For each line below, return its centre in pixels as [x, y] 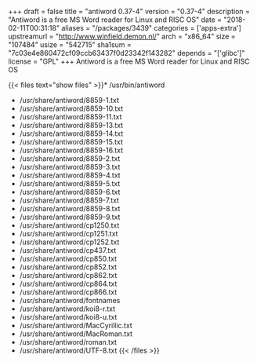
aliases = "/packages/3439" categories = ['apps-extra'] [151, 28]
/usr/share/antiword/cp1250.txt [69, 225]
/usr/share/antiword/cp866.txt [68, 292]
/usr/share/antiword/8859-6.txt [70, 192]
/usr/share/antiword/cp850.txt [68, 259]
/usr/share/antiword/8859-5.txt [70, 183]
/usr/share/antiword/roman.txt [68, 342]
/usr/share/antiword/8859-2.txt [70, 159]
